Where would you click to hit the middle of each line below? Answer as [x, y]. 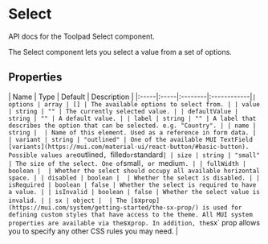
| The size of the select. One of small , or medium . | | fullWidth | [127, 163]
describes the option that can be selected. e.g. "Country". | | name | [132, 126]
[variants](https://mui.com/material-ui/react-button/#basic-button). [129, 147]
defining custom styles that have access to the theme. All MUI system [130, 214]
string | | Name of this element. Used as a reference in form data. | [132, 132]
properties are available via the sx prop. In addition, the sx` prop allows [134, 222]
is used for [222, 207]
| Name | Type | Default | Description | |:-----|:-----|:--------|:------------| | [132, 97]
